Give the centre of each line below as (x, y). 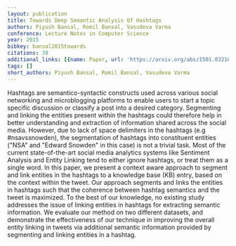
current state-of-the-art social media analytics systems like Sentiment (109, 153)
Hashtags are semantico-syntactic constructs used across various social (113, 93)
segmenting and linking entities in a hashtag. (72, 234)
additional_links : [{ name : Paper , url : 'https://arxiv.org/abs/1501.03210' (120, 60)
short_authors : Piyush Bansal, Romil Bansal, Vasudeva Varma (99, 72)
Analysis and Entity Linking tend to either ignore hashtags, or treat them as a (118, 160)
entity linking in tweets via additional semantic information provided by (110, 227)
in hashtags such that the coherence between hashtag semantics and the (113, 190)
